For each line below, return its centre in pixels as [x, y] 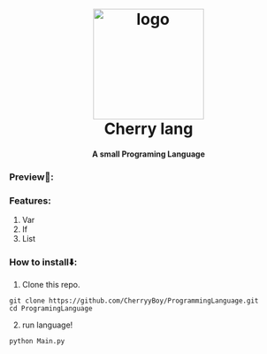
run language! [47, 325]
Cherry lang [149, 129]
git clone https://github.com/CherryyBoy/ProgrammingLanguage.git [134, 301]
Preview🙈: [32, 177]
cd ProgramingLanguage [51, 309]
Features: [30, 200]
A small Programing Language [149, 154]
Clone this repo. [51, 285]
